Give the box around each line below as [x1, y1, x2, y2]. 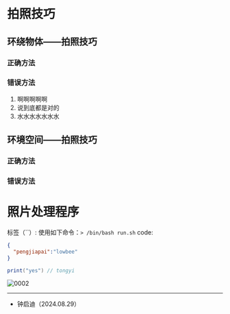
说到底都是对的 [16, 104, 60, 112]
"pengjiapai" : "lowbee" [13, 248, 78, 255]
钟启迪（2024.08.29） [16, 300, 81, 309]
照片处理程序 [7, 204, 80, 220]
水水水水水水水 [16, 112, 60, 120]
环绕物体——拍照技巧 [7, 36, 97, 47]
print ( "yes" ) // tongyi [7, 267, 75, 274]
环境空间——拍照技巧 [7, 134, 97, 146]
